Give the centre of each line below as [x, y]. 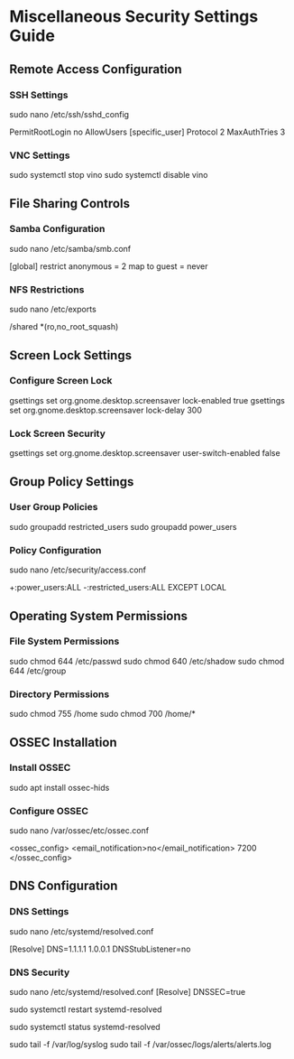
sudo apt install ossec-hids [60, 787]
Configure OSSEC [49, 811]
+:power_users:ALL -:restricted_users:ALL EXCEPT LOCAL [118, 588]
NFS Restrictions [47, 289]
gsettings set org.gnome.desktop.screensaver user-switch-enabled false [145, 453]
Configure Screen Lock [61, 381]
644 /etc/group [38, 671]
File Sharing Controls [70, 204]
